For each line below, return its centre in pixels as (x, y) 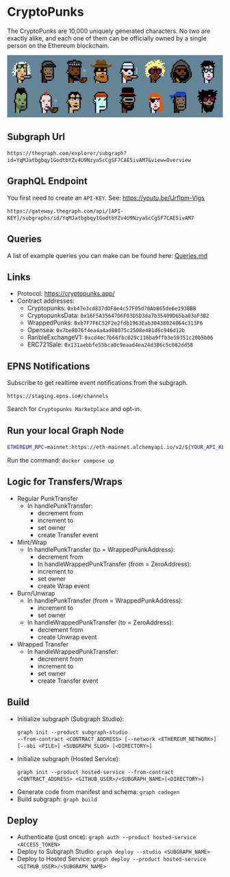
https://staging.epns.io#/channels (58, 396)
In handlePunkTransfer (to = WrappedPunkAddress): (101, 549)
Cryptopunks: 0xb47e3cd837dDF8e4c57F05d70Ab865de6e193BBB (112, 308)
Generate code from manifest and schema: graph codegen (98, 792)
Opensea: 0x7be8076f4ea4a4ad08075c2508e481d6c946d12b (106, 330)
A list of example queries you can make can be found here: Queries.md (107, 255)
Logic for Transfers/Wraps (65, 482)
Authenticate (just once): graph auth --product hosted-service (106, 837)
